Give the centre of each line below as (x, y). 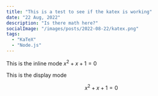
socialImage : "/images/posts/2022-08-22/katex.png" (72, 28)
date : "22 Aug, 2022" (33, 17)
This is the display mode (36, 75)
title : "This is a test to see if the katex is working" (79, 12)
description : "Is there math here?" (52, 23)
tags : (13, 34)
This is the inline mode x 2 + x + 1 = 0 (52, 62)
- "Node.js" (27, 46)
